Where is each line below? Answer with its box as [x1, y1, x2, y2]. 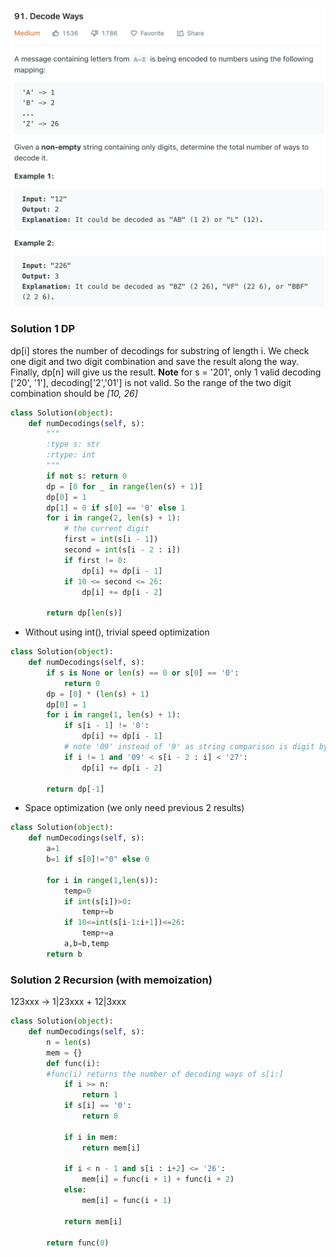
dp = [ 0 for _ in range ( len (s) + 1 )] [46, 481, 203, 492]
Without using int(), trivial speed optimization [24, 626, 210, 638]
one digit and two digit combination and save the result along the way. [10, 355, 300, 367]
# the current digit [63, 524, 150, 534]
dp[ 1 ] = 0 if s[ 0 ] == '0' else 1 [46, 503, 186, 513]
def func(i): [46, 1058, 101, 1068]
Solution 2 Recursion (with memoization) [10, 973, 213, 987]
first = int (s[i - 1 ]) [63, 534, 159, 545]
